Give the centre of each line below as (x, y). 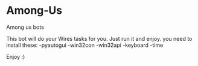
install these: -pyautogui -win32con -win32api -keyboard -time (85, 45)
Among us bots (25, 27)
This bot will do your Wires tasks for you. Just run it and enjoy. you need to (99, 38)
